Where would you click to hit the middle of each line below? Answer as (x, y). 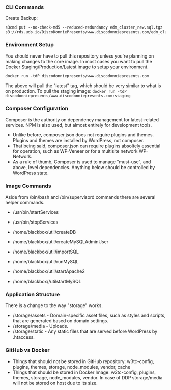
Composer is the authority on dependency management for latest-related (82, 119)
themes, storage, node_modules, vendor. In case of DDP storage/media (88, 377)
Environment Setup (30, 45)
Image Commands (28, 186)
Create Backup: (22, 18)
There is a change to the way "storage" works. (54, 305)
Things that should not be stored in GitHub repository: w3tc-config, (83, 361)
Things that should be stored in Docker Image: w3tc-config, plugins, (84, 372)
